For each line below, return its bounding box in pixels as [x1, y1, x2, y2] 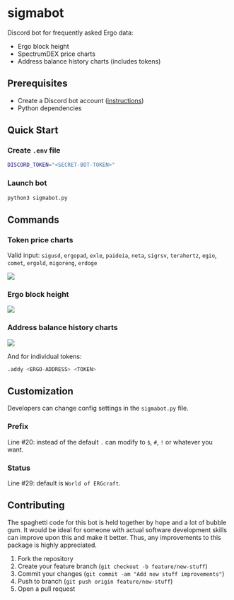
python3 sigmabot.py [7, 194, 69, 201]
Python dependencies [17, 104, 82, 112]
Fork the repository [17, 554, 74, 563]
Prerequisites [7, 78, 68, 90]
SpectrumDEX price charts [17, 49, 95, 58]
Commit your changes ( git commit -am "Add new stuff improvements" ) [17, 569, 225, 577]
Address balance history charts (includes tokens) [17, 57, 161, 65]
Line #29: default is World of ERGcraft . [7, 479, 122, 488]
